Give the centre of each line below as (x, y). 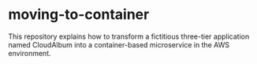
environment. (30, 53)
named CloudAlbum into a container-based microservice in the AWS (119, 44)
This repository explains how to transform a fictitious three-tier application (129, 36)
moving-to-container (79, 15)
